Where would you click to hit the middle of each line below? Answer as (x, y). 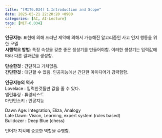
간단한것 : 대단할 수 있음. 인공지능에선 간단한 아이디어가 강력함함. (67, 72)
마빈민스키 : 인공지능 (25, 101)
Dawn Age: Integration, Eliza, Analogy (43, 110)
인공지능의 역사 (20, 83)
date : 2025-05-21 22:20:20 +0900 (39, 14)
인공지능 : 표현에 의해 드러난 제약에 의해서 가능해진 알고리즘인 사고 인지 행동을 (79, 37)
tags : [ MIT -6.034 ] (24, 23)
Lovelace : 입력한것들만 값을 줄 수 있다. (43, 88)
